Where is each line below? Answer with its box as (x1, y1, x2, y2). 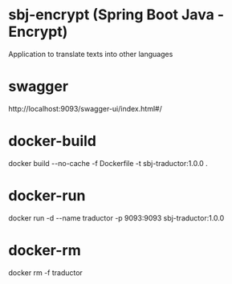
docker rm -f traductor (8, 267, 83, 278)
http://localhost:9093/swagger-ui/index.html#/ (8, 103, 162, 113)
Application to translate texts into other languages (8, 49, 173, 59)
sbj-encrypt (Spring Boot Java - (8, 6, 225, 24)
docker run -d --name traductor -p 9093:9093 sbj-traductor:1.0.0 (8, 213, 225, 222)
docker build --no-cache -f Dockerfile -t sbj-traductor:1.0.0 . (8, 158, 209, 168)
